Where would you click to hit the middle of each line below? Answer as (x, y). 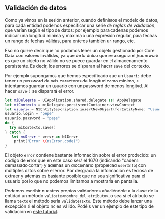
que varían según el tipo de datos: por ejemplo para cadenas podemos (77, 30)
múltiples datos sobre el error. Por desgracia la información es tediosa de (79, 171)
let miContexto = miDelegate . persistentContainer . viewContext (70, 105)
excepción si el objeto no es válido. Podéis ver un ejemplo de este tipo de (79, 206)
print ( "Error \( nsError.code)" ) (47, 141)
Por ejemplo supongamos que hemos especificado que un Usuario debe (78, 75)
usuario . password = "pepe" (33, 118)
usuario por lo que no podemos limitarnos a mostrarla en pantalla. (72, 181)
